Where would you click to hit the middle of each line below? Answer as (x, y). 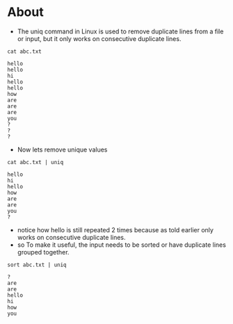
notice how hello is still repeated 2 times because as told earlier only (115, 229)
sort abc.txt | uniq (37, 265)
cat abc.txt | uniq (35, 162)
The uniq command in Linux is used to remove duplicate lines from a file (120, 31)
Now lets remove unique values (62, 149)
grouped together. (43, 252)
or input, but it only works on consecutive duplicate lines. (99, 38)
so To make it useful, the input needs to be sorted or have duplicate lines (121, 245)
